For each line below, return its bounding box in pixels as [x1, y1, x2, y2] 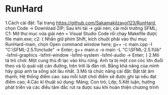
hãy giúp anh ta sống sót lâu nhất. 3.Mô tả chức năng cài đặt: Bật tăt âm [5, 68, 154, 74]
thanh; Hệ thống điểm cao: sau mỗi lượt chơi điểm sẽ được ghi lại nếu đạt [5, 73, 157, 79]
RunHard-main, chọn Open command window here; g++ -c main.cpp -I [5, 41, 152, 47]
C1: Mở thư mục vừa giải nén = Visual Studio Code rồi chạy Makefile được [5, 30, 157, 36]
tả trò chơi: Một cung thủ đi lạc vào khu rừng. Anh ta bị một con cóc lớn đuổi [5, 57, 163, 63]
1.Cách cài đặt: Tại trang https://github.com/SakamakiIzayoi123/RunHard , [5, 20, 156, 26]
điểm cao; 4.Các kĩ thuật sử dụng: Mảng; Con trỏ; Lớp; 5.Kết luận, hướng [5, 79, 155, 85]
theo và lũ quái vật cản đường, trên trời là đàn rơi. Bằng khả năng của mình [5, 63, 159, 69]
